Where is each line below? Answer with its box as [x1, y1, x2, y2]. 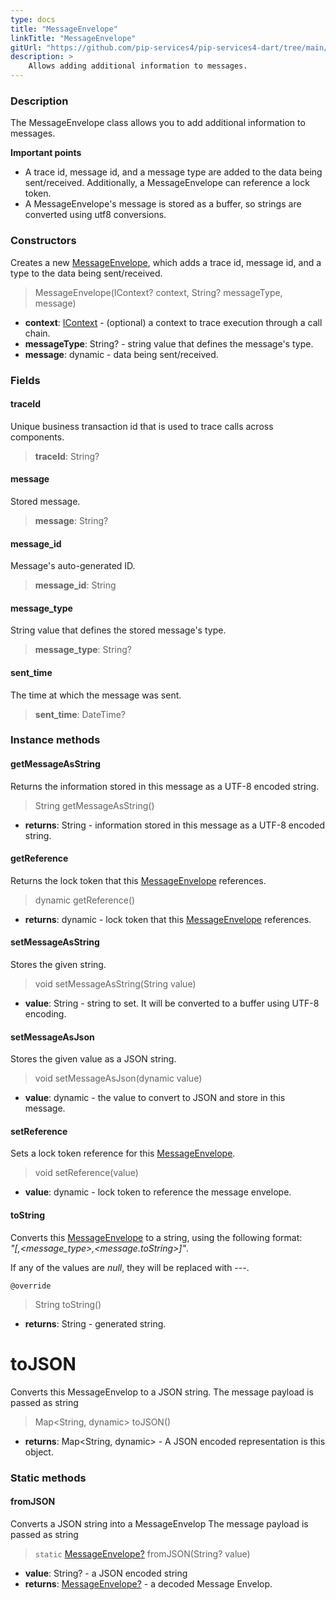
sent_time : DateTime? [34, 708, 126, 720]
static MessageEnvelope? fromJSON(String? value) [34, 1547, 251, 1560]
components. [10, 431, 65, 443]
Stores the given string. [10, 959, 107, 971]
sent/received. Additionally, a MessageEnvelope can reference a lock [24, 177, 310, 189]
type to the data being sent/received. [10, 267, 163, 279]
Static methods [10, 1471, 87, 1485]
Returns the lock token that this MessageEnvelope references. [10, 874, 267, 886]
